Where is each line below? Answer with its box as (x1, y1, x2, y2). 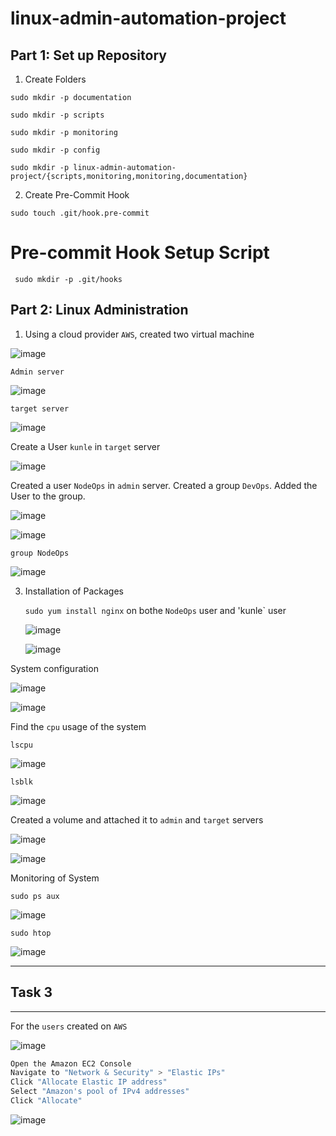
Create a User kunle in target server (10, 440, 161, 452)
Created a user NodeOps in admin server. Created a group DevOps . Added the (10, 479, 318, 491)
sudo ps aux (10, 891, 60, 901)
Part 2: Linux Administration (10, 302, 189, 319)
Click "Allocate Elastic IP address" (10, 1077, 168, 1087)
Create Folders (24, 73, 87, 85)
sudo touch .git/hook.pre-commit (10, 208, 150, 218)
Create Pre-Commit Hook (24, 189, 130, 201)
